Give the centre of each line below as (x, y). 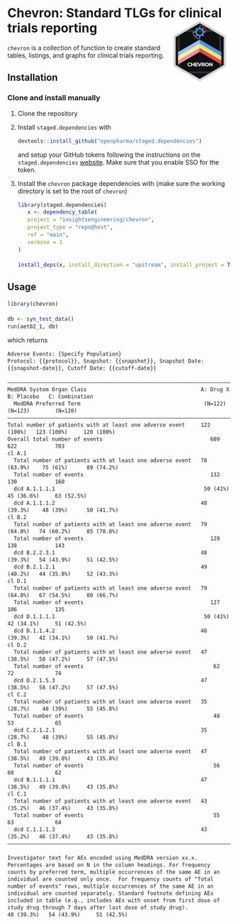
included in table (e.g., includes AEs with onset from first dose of (114, 900)
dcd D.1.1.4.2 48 (110, 631)
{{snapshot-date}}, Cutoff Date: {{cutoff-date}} (82, 368)
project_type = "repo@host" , (70, 227)
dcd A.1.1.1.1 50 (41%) (122, 489)
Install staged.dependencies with (64, 127)
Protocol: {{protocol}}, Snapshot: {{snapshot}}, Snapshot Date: (106, 361)
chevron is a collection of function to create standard (84, 48)
